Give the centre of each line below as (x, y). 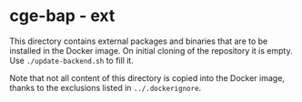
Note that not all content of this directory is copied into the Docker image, (147, 77)
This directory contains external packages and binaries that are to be (139, 41)
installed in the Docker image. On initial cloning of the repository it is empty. (151, 50)
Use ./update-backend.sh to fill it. (71, 60)
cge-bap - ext (62, 16)
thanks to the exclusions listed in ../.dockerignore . (106, 87)
